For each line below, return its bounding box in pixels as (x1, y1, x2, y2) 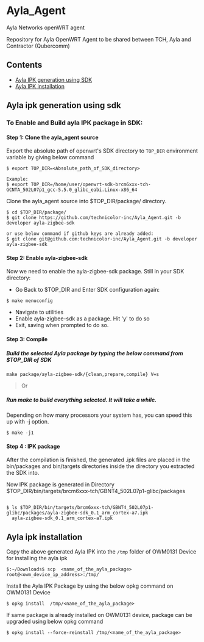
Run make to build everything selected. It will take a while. (6, 396, 157, 403)
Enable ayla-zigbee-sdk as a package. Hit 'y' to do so (15, 315, 150, 322)
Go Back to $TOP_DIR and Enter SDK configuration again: (15, 286, 160, 294)
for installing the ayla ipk (6, 555, 68, 562)
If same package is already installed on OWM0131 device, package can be (6, 611, 193, 619)
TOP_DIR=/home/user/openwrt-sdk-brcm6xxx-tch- (30, 181, 151, 188)
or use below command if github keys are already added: (6, 231, 154, 237)
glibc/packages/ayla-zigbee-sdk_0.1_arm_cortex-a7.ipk (6, 510, 149, 516)
